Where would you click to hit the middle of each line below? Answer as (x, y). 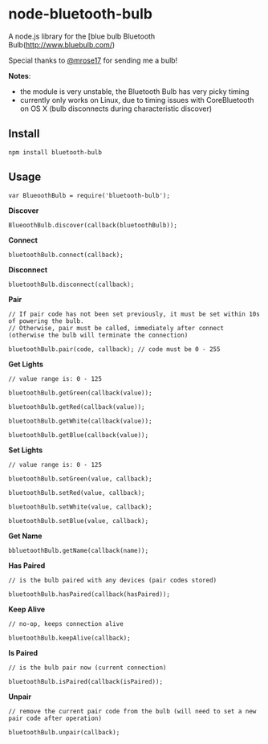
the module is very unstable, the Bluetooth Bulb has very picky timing (134, 91)
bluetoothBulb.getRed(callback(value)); (77, 407)
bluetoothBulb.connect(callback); (66, 255)
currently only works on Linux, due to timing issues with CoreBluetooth (137, 100)
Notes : (20, 76)
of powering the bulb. (46, 321)
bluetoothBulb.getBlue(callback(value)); (79, 435)
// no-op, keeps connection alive (66, 623)
